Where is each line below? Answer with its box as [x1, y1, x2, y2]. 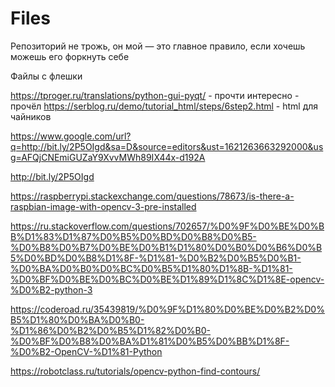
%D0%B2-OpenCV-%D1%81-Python [10, 345, 163, 357]
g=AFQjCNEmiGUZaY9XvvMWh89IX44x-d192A [10, 151, 206, 163]
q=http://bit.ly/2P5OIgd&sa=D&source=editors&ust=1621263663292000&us [10, 140, 324, 152]
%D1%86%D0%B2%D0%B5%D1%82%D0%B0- [10, 324, 212, 336]
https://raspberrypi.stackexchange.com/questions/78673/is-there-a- [10, 190, 295, 202]
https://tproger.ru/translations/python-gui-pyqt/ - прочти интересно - [10, 89, 300, 101]
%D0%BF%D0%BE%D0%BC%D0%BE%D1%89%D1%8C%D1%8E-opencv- [10, 273, 325, 285]
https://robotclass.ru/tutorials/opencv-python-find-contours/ [10, 365, 261, 377]
